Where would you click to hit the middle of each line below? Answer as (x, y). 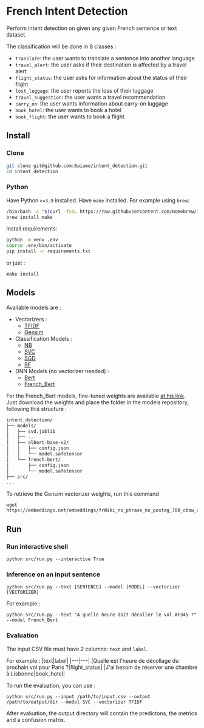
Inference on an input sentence (53, 574)
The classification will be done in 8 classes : (61, 46)
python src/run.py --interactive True (55, 559)
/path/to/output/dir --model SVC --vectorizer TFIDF (74, 702)
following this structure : (36, 409)
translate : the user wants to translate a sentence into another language (105, 58)
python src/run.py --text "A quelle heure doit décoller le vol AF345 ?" (102, 615)
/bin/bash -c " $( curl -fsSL (42, 212)
